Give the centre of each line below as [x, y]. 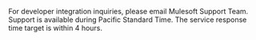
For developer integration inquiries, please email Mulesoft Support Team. [128, 11]
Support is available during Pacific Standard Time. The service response [128, 20]
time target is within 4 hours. [55, 28]
